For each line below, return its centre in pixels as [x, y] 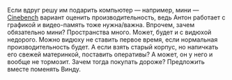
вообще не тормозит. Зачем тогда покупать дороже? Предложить [106, 62]
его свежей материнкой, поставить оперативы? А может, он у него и [110, 54]
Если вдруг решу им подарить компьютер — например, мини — [103, 10]
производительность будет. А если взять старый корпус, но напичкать [113, 47]
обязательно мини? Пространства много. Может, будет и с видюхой [109, 32]
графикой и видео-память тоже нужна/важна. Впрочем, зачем [101, 25]
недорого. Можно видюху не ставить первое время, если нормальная [113, 40]
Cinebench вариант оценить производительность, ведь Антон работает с [116, 17]
